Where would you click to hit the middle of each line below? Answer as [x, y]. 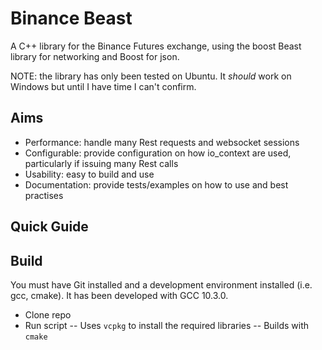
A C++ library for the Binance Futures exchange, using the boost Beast [156, 46]
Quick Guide [49, 227]
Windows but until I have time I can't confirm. [103, 86]
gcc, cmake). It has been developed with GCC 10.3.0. [119, 295]
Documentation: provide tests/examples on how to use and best [156, 184]
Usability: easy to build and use [89, 174]
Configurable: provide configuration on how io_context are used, [158, 153]
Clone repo [48, 314]
